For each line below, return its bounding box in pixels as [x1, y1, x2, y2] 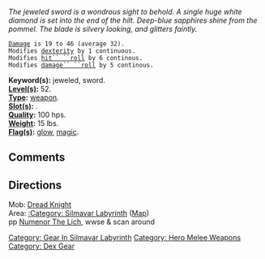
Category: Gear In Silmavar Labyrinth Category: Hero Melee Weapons [8, 233, 241, 243]
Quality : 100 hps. [8, 110, 66, 119]
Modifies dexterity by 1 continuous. [8, 47, 136, 55]
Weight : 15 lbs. [8, 119, 59, 128]
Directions [8, 178, 62, 192]
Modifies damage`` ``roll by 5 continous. [8, 61, 154, 69]
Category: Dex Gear [8, 241, 75, 251]
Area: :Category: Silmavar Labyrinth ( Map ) [8, 209, 150, 218]
